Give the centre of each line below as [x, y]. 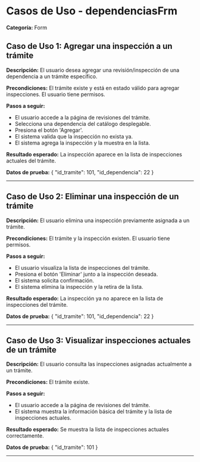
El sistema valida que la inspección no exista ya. [74, 136]
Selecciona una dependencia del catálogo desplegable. [83, 124]
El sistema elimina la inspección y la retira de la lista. [79, 287]
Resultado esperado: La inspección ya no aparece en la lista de [85, 298]
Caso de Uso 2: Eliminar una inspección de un [93, 197]
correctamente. [25, 436]
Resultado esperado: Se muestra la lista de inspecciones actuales [88, 429]
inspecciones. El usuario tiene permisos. [56, 94]
